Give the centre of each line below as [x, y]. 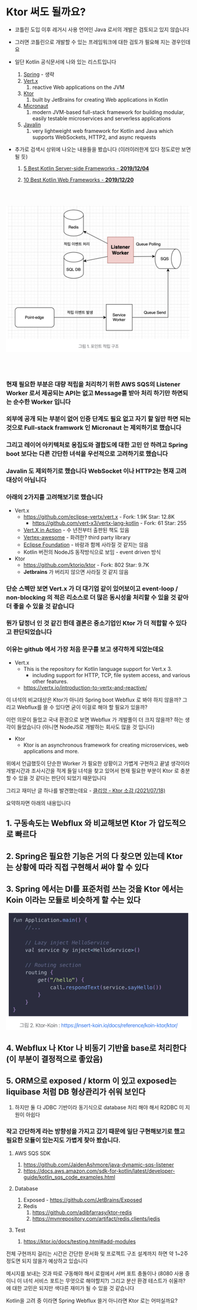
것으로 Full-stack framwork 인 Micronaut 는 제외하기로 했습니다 [94, 428]
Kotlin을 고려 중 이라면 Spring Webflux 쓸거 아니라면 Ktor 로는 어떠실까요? [92, 1301]
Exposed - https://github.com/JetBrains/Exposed [83, 1200]
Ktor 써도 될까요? [46, 12]
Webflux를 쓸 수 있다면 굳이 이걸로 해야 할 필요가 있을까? [82, 707]
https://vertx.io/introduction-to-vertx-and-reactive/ [85, 687]
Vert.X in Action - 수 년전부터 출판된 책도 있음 [76, 530]
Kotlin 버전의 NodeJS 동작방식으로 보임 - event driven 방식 [92, 552]
